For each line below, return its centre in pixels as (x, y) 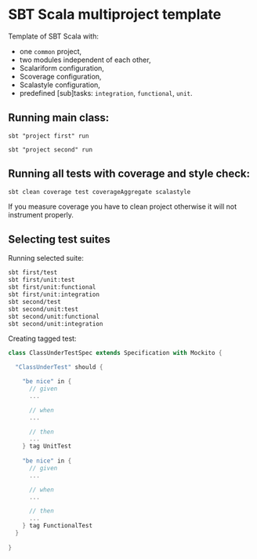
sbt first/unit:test (42, 280)
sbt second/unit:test (43, 309)
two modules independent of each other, (85, 60)
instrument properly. (41, 214)
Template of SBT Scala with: (54, 36)
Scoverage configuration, (60, 76)
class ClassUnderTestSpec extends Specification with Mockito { (115, 353)
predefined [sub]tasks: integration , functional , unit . (106, 93)
